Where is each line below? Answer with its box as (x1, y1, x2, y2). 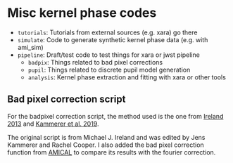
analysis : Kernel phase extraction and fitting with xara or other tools (27, 72, 227, 81)
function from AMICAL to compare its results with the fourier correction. (7, 148, 216, 156)
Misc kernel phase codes (7, 5, 157, 21)
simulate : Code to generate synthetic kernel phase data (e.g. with (17, 35, 208, 44)
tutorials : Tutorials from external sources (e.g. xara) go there (17, 28, 198, 37)
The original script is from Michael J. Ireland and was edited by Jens (7, 133, 206, 141)
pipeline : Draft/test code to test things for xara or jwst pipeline (17, 51, 201, 59)
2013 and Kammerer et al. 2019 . (7, 119, 100, 128)
